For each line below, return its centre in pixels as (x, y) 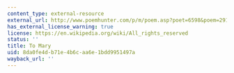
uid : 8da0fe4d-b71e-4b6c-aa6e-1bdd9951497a (71, 53)
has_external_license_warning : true (60, 26)
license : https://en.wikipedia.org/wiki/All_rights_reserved (98, 33)
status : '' (23, 40)
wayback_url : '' (31, 59)
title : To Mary (29, 46)
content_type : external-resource (56, 14)
